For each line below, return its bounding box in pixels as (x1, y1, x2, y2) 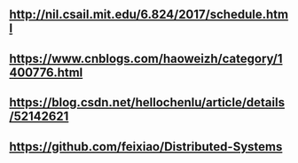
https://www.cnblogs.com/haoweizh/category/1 (9, 50, 283, 66)
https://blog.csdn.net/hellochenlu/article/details (9, 95, 286, 110)
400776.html (9, 65, 83, 80)
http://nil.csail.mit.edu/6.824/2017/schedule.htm (9, 7, 289, 22)
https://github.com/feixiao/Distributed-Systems (9, 139, 283, 154)
